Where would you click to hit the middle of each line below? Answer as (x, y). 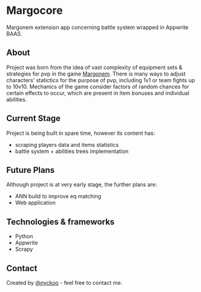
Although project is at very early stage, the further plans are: (82, 184)
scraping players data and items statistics (67, 144)
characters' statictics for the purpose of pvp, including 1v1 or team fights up (100, 80)
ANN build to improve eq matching (58, 196)
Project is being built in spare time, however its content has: (81, 133)
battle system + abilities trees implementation (72, 151)
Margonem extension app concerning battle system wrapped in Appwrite (97, 27)
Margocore (35, 11)
